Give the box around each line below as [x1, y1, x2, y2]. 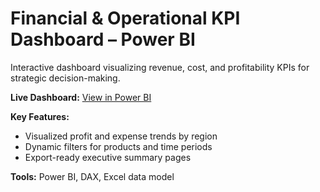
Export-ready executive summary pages [24, 151, 192, 163]
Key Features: [10, 110, 70, 122]
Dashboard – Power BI [10, 28, 196, 51]
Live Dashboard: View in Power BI [10, 91, 152, 103]
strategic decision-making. [10, 72, 121, 84]
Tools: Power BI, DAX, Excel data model [10, 170, 175, 182]
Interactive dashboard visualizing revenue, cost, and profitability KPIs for [10, 61, 310, 73]
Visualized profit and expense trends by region [24, 130, 218, 142]
